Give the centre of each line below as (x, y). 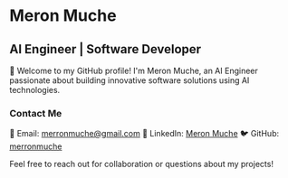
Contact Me (36, 113)
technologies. (35, 90)
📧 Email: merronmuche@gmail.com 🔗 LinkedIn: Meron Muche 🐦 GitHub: (144, 134)
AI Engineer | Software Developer (106, 49)
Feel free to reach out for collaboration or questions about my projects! (142, 164)
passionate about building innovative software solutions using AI (130, 80)
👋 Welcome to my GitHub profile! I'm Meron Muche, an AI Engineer (134, 70)
